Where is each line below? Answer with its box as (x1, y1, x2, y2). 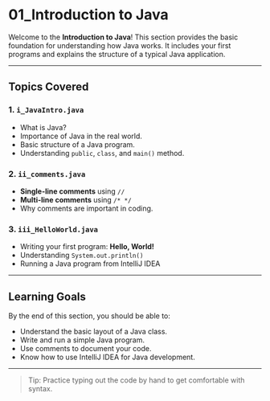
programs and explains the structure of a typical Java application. (8, 49, 226, 59)
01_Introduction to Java (8, 6, 169, 24)
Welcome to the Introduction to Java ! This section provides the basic (8, 32, 239, 42)
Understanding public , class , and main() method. (19, 148, 185, 158)
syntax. (27, 384, 53, 394)
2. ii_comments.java (8, 168, 86, 179)
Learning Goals (8, 289, 87, 303)
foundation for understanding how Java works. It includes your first (8, 40, 231, 50)
